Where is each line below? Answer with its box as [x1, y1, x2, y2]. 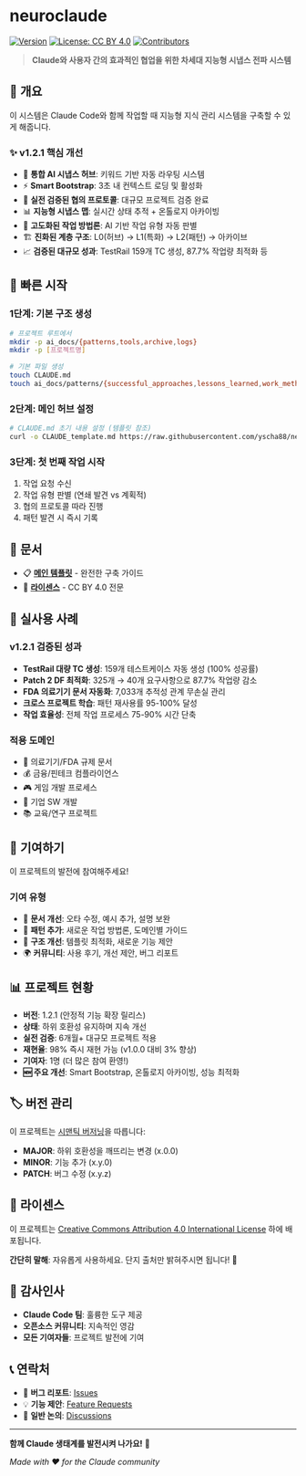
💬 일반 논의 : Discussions [22, 1410, 112, 1421]
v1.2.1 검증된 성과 [9, 641, 82, 654]
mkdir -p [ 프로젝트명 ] [9, 346, 87, 355]
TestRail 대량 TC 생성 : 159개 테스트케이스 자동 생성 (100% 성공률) [22, 663, 259, 674]
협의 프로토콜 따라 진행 [22, 501, 104, 512]
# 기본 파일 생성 [9, 362, 64, 372]
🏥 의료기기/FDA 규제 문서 [22, 757, 113, 768]
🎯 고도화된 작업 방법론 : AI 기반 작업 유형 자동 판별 [22, 220, 198, 231]
